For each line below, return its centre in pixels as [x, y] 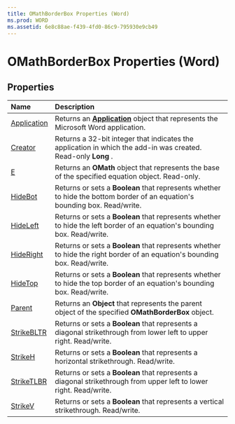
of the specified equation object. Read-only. [128, 177]
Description [75, 107]
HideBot [24, 197]
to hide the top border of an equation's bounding [135, 283]
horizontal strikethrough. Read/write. [115, 362]
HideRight [27, 254]
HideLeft [25, 226]
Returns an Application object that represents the [136, 118]
